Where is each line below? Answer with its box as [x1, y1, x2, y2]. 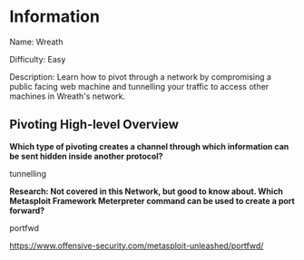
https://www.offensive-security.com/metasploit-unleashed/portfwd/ [9, 240, 264, 251]
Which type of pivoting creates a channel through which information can [9, 140, 289, 151]
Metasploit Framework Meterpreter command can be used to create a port [9, 195, 295, 206]
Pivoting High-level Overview [9, 117, 179, 132]
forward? [9, 205, 45, 216]
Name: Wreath [9, 36, 64, 47]
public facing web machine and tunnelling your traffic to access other [9, 81, 270, 91]
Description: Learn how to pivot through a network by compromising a [9, 71, 272, 82]
